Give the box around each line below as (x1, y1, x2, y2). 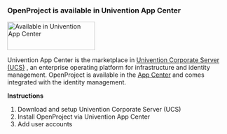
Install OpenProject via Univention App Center (17, 112, 151, 121)
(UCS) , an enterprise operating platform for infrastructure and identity (7, 64, 210, 72)
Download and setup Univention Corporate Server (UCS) (17, 105, 181, 114)
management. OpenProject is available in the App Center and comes (7, 70, 205, 79)
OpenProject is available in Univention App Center (7, 6, 181, 15)
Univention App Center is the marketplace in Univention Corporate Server (7, 56, 219, 64)
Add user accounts (17, 120, 73, 128)
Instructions (7, 91, 44, 100)
